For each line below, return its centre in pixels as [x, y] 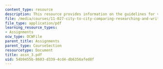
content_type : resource [29, 9]
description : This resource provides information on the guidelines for [80, 14]
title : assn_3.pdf [24, 55]
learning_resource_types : [31, 28]
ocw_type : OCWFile [24, 37]
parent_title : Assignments [32, 41]
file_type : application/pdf [33, 23]
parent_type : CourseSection [33, 46]
